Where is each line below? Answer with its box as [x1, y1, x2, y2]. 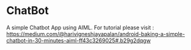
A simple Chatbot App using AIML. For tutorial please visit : [6, 24, 154, 31]
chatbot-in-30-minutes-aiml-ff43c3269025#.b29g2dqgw [6, 37, 151, 44]
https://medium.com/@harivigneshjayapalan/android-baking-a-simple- [6, 30, 185, 37]
